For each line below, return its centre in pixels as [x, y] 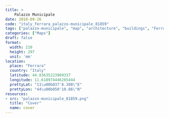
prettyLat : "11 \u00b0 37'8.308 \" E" [46, 84]
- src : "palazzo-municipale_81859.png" [47, 98]
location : [16, 61]
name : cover [22, 108]
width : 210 [21, 47]
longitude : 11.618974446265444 [43, 80]
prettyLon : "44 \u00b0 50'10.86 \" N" [46, 89]
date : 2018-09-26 [23, 19]
